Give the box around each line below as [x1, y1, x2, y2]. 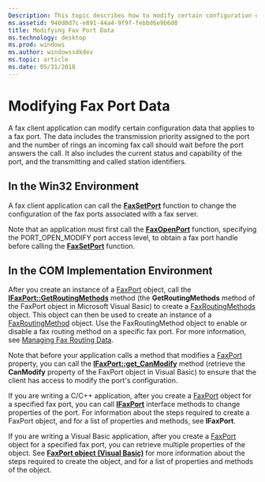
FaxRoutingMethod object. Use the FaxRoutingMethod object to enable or [8, 318, 248, 328]
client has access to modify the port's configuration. [8, 376, 178, 386]
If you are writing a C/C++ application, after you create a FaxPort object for [8, 391, 252, 401]
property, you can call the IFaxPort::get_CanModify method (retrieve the [8, 359, 246, 368]
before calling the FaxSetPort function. [8, 241, 136, 250]
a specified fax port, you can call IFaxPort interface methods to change [8, 400, 241, 409]
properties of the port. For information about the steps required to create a [8, 408, 250, 417]
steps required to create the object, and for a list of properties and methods [8, 457, 254, 466]
